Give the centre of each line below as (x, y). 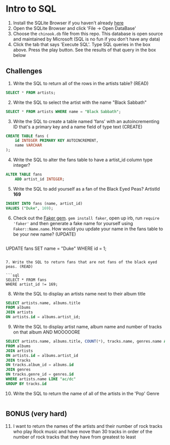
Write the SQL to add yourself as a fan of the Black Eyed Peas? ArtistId (87, 189)
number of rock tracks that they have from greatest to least (74, 437)
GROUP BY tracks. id (26, 384)
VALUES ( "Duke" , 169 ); (30, 208)
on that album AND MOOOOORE (46, 332)
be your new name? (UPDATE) (44, 234)
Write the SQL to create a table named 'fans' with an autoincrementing (86, 121)
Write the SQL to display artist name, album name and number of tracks (87, 327)
